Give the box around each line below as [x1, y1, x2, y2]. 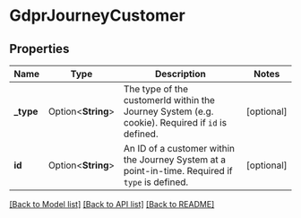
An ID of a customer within [123, 143, 236, 154]
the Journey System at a [123, 153, 227, 166]
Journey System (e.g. [123, 105, 214, 118]
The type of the [123, 83, 189, 95]
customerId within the [123, 94, 215, 106]
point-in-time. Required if [123, 165, 233, 177]
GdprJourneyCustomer [9, 5, 185, 26]
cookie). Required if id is [123, 117, 227, 128]
